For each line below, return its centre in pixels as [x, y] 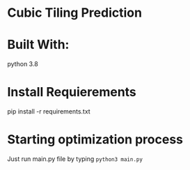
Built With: [38, 45]
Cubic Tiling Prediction [75, 13]
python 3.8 [23, 64]
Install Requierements [72, 92]
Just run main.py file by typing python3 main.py [75, 159]
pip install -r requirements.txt [49, 111]
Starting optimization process [95, 140]
